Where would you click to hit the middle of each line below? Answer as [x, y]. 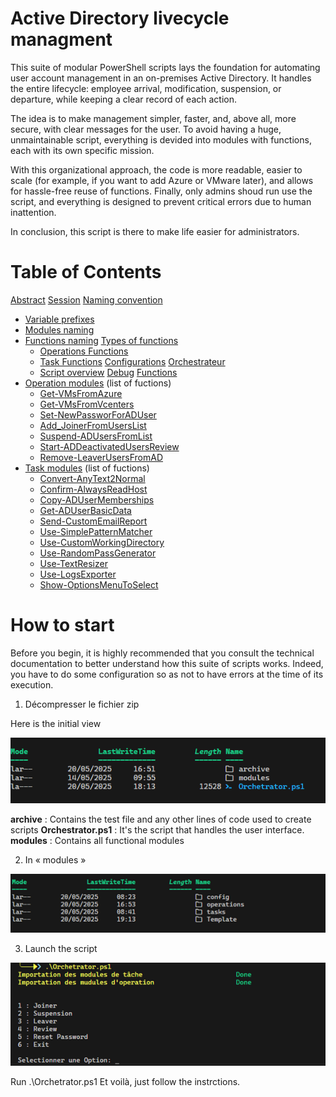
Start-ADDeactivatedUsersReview [109, 446]
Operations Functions [84, 351]
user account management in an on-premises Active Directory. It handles [161, 78]
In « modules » [55, 860]
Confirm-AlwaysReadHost [93, 489]
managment [61, 39]
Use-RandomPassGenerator [98, 553]
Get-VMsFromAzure [81, 393]
